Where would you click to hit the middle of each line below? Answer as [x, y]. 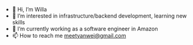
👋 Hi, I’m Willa [29, 9]
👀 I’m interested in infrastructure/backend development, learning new [100, 16]
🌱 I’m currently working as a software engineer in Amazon [85, 29]
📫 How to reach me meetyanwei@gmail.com [69, 36]
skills [19, 22]
